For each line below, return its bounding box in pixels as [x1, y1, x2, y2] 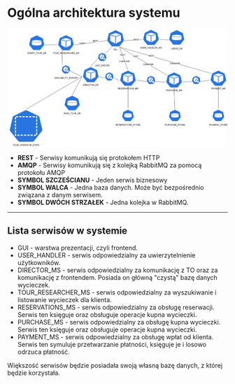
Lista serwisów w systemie [7, 225, 128, 237]
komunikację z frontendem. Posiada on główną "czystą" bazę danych [17, 273, 218, 281]
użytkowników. [17, 258, 61, 266]
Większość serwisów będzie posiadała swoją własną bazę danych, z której [7, 361, 222, 369]
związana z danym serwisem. [17, 190, 103, 199]
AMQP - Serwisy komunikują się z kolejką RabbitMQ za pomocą [17, 161, 202, 169]
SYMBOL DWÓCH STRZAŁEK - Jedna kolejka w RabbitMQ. [17, 198, 189, 206]
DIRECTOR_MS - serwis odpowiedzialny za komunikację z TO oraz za [17, 266, 218, 274]
